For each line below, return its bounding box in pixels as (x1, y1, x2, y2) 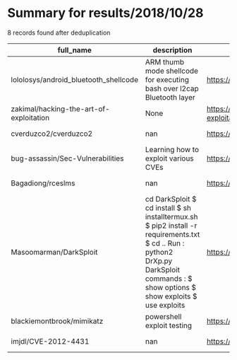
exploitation (11, 112, 50, 122)
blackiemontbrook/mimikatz (11, 316, 104, 326)
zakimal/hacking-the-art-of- (11, 104, 111, 114)
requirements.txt (145, 229, 200, 239)
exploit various (145, 153, 194, 163)
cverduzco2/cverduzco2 (11, 129, 93, 139)
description (152, 45, 193, 54)
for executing (145, 74, 189, 84)
